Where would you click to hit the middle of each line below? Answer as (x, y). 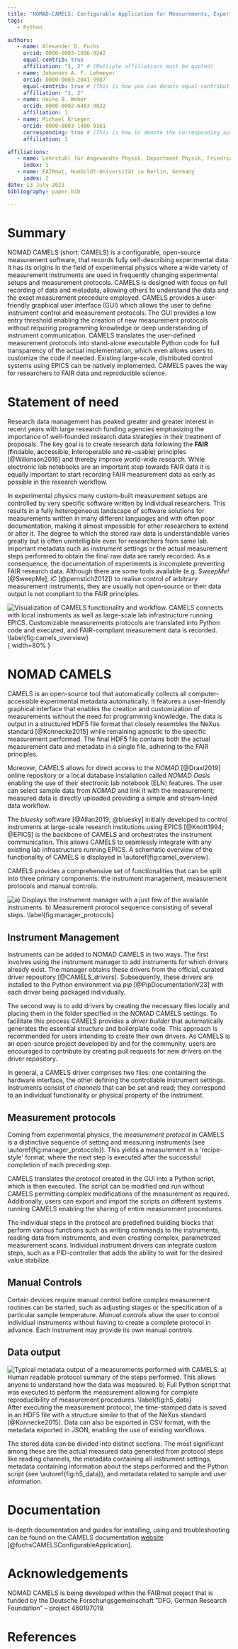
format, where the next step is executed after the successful (113, 1157)
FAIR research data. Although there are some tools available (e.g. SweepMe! (118, 571)
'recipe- (211, 1150)
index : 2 (36, 178)
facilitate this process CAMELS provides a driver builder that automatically (115, 1021)
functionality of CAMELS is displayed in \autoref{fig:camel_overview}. (109, 858)
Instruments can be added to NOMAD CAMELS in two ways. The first (108, 955)
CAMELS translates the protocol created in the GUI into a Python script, (112, 1178)
